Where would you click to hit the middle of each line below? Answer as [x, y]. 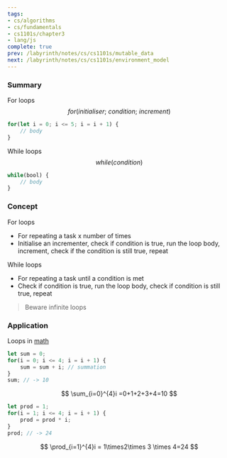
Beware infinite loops [55, 307]
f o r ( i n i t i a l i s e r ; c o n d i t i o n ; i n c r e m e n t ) [119, 111]
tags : [15, 14]
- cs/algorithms [31, 21]
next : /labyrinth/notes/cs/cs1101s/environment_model [89, 60]
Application [28, 325]
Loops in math [28, 340]
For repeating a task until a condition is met [81, 278]
